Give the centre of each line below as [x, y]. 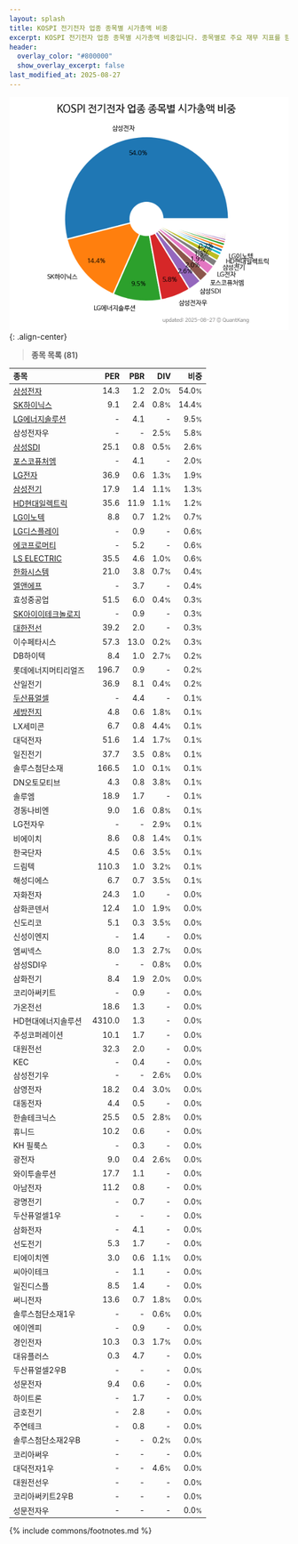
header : [24, 47]
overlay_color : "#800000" [65, 56]
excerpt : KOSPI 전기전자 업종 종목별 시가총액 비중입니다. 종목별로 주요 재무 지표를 [145, 37]
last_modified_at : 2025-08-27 [65, 76]
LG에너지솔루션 [39, 419]
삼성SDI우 [30, 964]
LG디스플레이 [36, 531]
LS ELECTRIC [37, 558]
